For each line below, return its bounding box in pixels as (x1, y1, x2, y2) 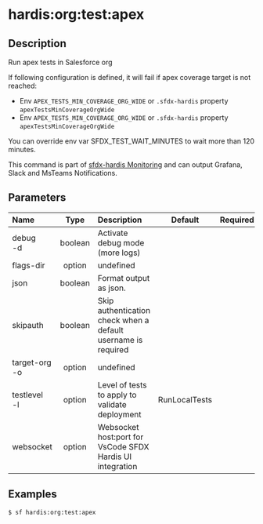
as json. (97, 282, 127, 293)
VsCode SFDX (97, 441, 150, 452)
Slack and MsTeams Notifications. (8, 169, 117, 177)
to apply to (97, 389, 137, 400)
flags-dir (12, 260, 45, 271)
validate (97, 398, 127, 409)
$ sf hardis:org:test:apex (8, 508, 96, 516)
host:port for (97, 431, 144, 442)
